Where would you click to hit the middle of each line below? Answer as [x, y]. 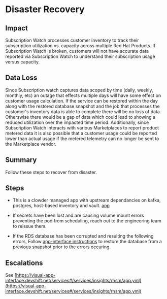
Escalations [24, 263]
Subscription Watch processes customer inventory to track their [72, 40]
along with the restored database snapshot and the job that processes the [82, 106]
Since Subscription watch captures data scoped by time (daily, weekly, [79, 90]
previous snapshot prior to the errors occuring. [61, 247]
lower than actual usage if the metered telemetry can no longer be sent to [82, 139]
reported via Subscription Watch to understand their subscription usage [80, 56]
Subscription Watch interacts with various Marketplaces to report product [82, 127]
